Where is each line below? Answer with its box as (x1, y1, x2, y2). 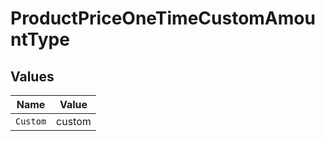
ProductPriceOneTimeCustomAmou (10, 7, 316, 30)
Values (10, 68, 55, 85)
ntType (10, 28, 70, 51)
